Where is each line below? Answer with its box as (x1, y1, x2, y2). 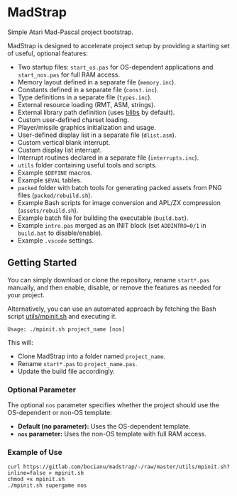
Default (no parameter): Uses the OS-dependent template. (17, 422, 191, 431)
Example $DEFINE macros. (17, 168, 93, 177)
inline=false (7, 470, 46, 477)
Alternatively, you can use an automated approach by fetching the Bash (7, 304, 216, 313)
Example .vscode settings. (17, 236, 94, 245)
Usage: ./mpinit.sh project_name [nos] (7, 326, 126, 333)
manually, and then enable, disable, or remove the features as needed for (7, 283, 221, 292)
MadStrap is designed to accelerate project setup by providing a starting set (7, 41, 230, 50)
